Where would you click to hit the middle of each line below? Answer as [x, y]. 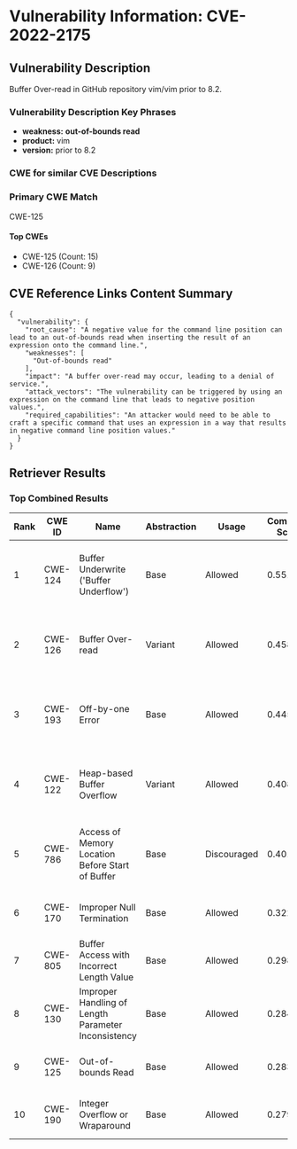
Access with [104, 955]
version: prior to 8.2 [59, 150]
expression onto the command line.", [79, 345]
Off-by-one [104, 709]
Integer [94, 1104]
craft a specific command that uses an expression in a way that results [148, 423]
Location [97, 855]
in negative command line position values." [92, 430]
